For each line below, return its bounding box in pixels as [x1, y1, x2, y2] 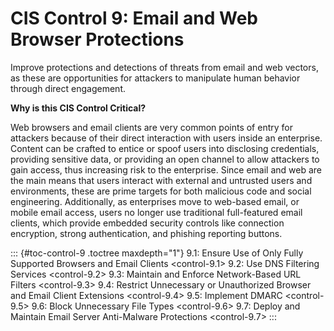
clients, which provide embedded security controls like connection [10, 217, 285, 229]
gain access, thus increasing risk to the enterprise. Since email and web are [10, 163, 323, 176]
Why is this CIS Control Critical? [10, 102, 147, 114]
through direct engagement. [10, 82, 126, 94]
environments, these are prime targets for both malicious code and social [10, 185, 312, 197]
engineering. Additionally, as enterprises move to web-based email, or [10, 195, 300, 207]
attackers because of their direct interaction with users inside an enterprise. [10, 132, 323, 144]
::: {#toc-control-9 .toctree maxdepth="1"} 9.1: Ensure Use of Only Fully [10, 247, 304, 259]
